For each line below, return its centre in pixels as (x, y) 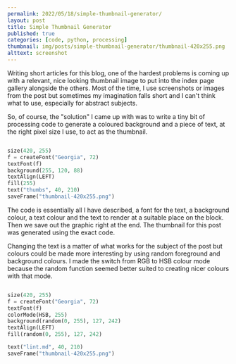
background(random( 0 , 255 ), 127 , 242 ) (64, 321)
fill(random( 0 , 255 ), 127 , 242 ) (55, 334)
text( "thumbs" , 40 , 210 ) (44, 190)
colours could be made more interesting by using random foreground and (114, 253)
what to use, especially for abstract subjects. (72, 103)
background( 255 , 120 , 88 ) (45, 170)
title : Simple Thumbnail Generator (60, 27)
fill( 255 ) (22, 184)
